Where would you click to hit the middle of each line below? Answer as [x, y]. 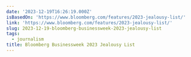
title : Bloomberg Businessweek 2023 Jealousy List [71, 45]
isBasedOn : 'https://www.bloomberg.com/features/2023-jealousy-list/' [96, 17]
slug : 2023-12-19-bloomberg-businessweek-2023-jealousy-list [84, 28]
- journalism [28, 39]
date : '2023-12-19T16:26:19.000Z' [49, 12]
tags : [13, 34]
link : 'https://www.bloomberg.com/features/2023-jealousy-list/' [89, 23]
